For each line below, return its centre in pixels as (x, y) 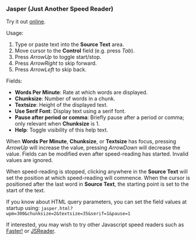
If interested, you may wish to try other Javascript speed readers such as (95, 225)
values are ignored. (30, 160)
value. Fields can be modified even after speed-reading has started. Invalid (97, 154)
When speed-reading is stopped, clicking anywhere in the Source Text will (97, 172)
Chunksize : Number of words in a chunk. (65, 98)
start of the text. (26, 190)
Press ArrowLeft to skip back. (50, 70)
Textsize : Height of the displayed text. (61, 105)
